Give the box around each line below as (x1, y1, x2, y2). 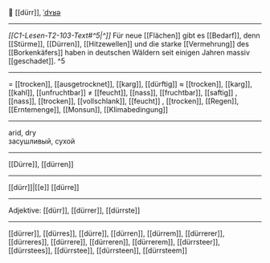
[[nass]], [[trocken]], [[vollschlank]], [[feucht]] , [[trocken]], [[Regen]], (8, 96, 239, 106)
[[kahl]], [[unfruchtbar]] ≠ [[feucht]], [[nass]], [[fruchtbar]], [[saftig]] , (8, 88, 238, 97)
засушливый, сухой (8, 136, 76, 146)
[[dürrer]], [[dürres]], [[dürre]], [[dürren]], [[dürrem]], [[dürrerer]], (8, 229, 225, 238)
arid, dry (8, 128, 37, 137)
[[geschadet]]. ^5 (8, 56, 66, 66)
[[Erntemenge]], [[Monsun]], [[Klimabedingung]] (8, 105, 169, 114)
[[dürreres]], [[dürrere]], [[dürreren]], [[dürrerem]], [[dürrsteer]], (8, 237, 221, 246)
